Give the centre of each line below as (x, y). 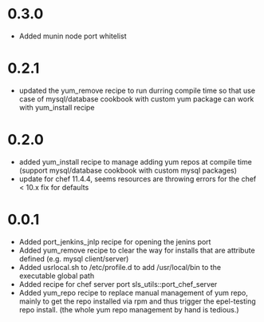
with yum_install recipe (57, 107)
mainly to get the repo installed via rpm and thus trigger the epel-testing (137, 301)
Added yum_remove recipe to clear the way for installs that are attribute (137, 250)
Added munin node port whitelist (73, 36)
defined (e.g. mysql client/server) (74, 258)
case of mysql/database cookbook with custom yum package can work (136, 99)
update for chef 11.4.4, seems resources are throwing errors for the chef (138, 179)
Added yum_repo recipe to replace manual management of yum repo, (133, 292)
